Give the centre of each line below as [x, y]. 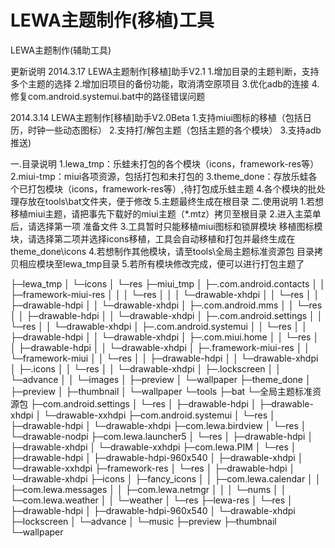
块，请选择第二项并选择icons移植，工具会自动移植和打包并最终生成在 [153, 238]
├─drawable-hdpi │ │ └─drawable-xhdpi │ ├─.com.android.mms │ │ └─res [166, 305]
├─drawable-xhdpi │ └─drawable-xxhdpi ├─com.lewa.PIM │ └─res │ [153, 447]
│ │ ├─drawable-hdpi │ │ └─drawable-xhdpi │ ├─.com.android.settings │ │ [166, 315]
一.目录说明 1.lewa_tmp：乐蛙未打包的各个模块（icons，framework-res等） [165, 163]
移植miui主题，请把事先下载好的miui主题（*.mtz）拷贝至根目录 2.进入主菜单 [166, 213]
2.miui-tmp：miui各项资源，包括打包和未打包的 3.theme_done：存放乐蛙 [159, 176]
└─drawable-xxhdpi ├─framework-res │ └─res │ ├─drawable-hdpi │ [153, 468]
